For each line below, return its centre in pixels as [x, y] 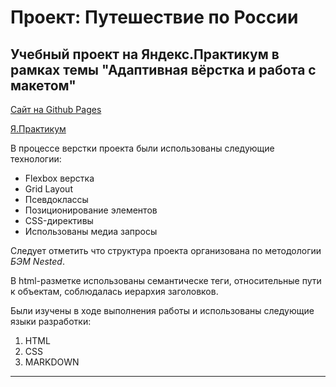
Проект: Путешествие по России [154, 17]
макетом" [43, 85]
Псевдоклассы [56, 199]
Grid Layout [48, 189]
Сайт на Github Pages [56, 109]
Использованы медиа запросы [91, 231]
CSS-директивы [59, 220]
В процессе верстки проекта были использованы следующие [142, 148]
